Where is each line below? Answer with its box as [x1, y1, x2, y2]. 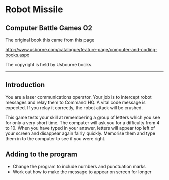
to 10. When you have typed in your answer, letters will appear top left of [5, 125, 155, 131]
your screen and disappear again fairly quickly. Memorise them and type [5, 130, 156, 136]
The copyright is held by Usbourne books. [5, 62, 93, 67]
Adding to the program [5, 150, 78, 159]
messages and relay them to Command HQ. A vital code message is [5, 99, 146, 105]
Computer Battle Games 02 [5, 24, 92, 32]
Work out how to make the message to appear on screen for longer [12, 169, 152, 175]
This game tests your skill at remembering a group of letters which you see [5, 114, 160, 120]
